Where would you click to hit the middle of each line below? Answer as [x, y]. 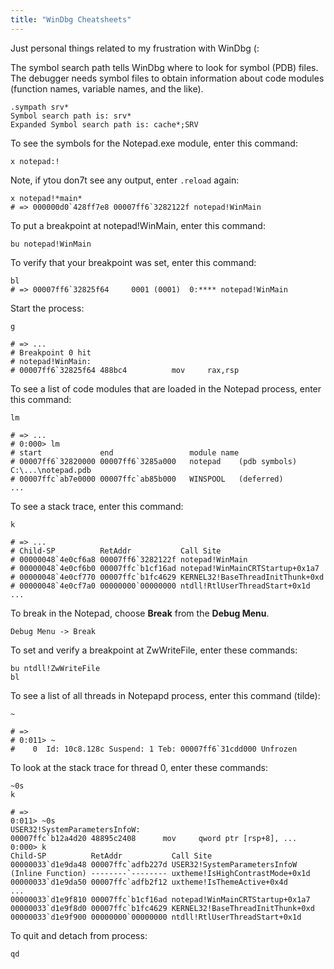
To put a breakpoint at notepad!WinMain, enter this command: [138, 225]
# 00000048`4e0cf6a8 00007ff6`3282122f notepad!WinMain [129, 559]
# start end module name [125, 452]
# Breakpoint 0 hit [51, 352]
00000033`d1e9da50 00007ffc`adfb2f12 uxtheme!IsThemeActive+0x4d [149, 882]
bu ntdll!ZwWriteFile [55, 668]
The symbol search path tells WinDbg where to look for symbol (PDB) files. [164, 67]
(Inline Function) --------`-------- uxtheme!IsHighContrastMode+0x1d [160, 873]
